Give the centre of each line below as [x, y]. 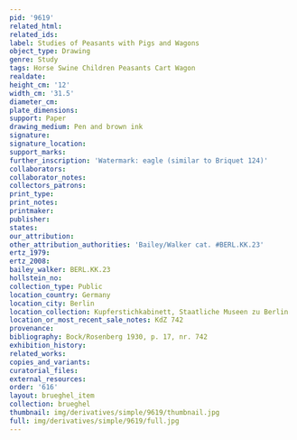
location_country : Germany [60, 295]
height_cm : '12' [40, 85]
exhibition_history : [48, 345]
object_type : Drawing [50, 51]
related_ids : [34, 34]
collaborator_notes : [48, 177]
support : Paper [38, 118]
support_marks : [38, 152]
